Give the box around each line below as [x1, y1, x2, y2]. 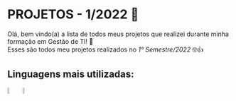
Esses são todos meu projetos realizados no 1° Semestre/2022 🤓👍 [7, 45, 204, 54]
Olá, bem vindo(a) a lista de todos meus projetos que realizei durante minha [7, 30, 230, 38]
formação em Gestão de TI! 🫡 [7, 37, 94, 45]
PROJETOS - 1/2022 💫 [7, 6, 139, 23]
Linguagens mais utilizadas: [7, 69, 134, 81]
